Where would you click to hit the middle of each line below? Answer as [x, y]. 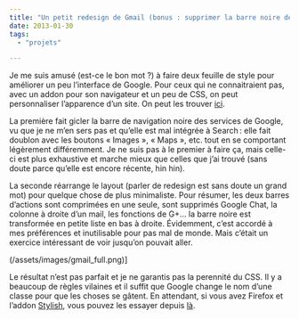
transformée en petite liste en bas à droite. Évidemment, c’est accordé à [141, 224]
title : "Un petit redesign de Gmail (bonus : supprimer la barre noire [145, 17]
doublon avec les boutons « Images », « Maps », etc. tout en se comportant [148, 140]
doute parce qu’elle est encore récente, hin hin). [97, 168]
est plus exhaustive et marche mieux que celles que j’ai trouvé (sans [142, 159]
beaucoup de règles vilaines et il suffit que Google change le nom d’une [141, 287]
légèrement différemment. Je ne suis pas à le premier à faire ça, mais [136, 150]
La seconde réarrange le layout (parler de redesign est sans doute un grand [148, 186]
